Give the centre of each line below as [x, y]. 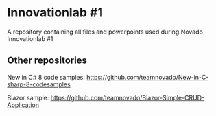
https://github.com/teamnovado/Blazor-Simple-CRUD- [127, 97]
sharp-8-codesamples [39, 84]
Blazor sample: [28, 97]
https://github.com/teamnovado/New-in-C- [148, 77]
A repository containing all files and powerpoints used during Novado [105, 32]
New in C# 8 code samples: [46, 77]
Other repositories [47, 61]
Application [23, 105]
